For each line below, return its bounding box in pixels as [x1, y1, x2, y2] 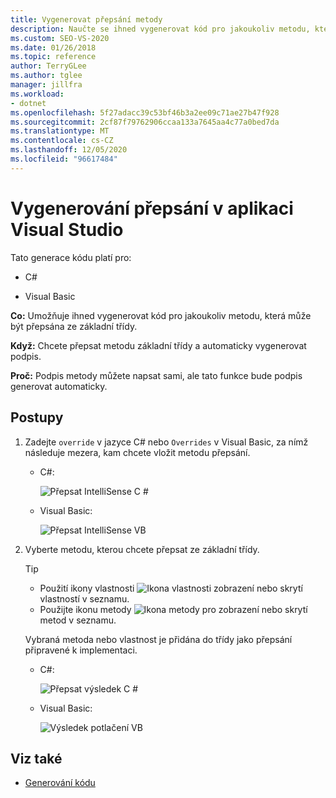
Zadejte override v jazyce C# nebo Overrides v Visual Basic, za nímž [24, 436, 309, 448]
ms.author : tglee [10, 71, 83, 81]
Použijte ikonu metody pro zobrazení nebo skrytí [39, 603, 308, 615]
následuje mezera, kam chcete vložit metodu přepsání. [24, 446, 251, 458]
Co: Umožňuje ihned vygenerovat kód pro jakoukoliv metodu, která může [10, 309, 312, 321]
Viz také [10, 750, 63, 767]
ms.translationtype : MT [10, 126, 110, 136]
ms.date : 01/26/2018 [10, 42, 97, 53]
